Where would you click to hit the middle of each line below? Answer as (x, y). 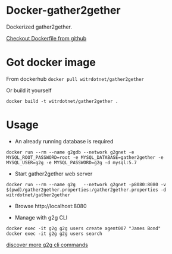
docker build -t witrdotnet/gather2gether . (62, 101)
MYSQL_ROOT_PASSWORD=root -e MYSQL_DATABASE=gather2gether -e (85, 157)
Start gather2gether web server (54, 174)
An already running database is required (64, 141)
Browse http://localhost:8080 (51, 206)
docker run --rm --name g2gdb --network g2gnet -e (70, 152)
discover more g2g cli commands (47, 244)
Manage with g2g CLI (41, 217)
